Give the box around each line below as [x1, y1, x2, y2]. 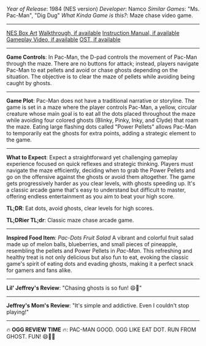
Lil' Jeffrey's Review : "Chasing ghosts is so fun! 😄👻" [6, 284, 142, 291]
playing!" [6, 309, 29, 315]
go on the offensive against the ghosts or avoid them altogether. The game [6, 173, 195, 180]
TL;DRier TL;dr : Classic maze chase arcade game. [6, 217, 134, 224]
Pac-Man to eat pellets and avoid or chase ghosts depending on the [6, 67, 178, 73]
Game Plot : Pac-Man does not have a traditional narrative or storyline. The [6, 97, 195, 104]
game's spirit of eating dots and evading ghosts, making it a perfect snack [6, 260, 194, 267]
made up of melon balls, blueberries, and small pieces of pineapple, [6, 241, 178, 247]
